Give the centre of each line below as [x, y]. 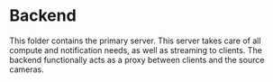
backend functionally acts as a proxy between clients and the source [137, 59]
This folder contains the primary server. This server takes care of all [135, 41]
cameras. [27, 69]
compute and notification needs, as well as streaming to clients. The [136, 50]
